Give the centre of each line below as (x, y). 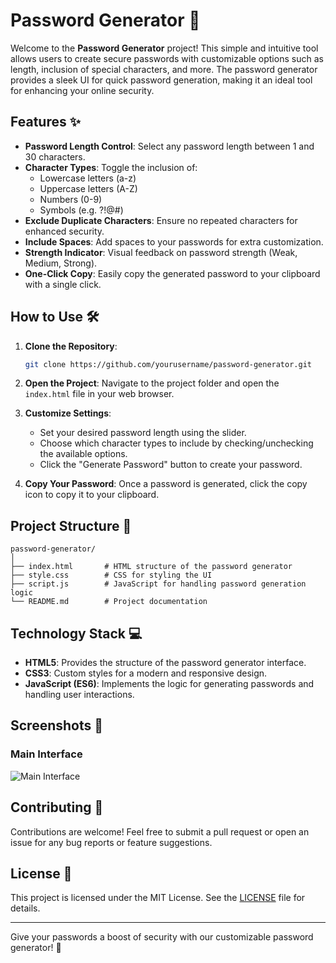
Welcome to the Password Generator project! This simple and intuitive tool (164, 48)
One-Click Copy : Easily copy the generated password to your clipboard (172, 273)
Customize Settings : (68, 413)
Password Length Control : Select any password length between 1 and (169, 146)
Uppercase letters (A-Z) (88, 188)
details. (25, 908)
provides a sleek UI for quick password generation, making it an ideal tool (161, 80)
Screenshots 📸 (57, 725)
